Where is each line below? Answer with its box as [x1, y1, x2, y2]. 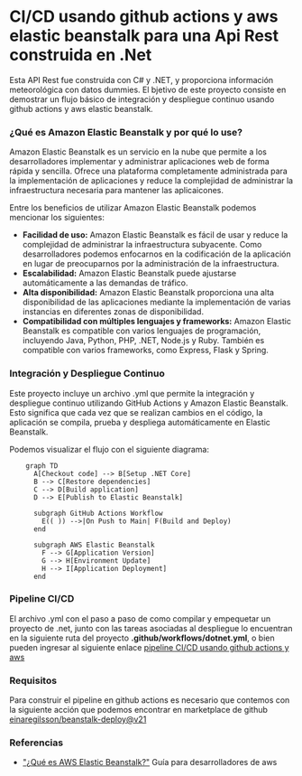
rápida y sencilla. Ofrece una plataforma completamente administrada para [9, 165, 288, 177]
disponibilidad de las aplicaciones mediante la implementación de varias [22, 296, 291, 308]
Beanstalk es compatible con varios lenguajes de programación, [22, 325, 261, 336]
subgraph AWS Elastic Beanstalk [32, 540, 155, 549]
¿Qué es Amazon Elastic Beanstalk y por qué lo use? [9, 126, 243, 138]
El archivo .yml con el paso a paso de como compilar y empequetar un [9, 612, 271, 624]
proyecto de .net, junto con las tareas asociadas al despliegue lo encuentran [9, 622, 293, 633]
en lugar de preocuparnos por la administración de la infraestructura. [22, 258, 279, 269]
